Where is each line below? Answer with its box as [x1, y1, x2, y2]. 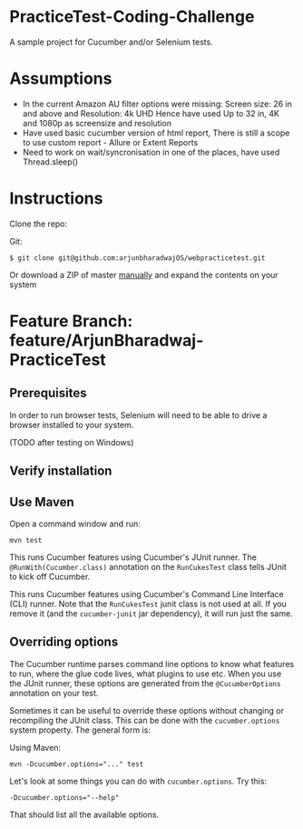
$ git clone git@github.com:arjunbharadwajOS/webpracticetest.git [9, 253, 266, 263]
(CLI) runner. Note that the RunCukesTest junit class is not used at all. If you [9, 598, 288, 610]
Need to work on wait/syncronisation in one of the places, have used [22, 146, 280, 157]
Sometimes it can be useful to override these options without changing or [9, 704, 284, 715]
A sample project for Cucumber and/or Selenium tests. [9, 36, 213, 47]
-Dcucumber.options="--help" [9, 793, 120, 802]
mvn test [9, 536, 43, 545]
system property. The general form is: [9, 724, 151, 735]
